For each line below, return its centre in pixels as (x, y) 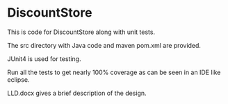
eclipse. (18, 79)
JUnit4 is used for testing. (44, 59)
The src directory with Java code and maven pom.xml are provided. (104, 45)
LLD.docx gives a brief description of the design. (77, 93)
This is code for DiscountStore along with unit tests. (81, 32)
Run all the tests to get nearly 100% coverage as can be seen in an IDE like (114, 72)
